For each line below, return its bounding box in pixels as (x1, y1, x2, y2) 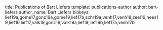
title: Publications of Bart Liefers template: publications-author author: (5, 4, 147, 10)
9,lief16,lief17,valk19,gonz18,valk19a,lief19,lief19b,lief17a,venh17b (5, 19, 135, 25)
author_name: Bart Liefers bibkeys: (19, 9, 90, 15)
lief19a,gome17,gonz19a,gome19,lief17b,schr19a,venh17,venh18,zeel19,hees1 (5, 15, 159, 20)
